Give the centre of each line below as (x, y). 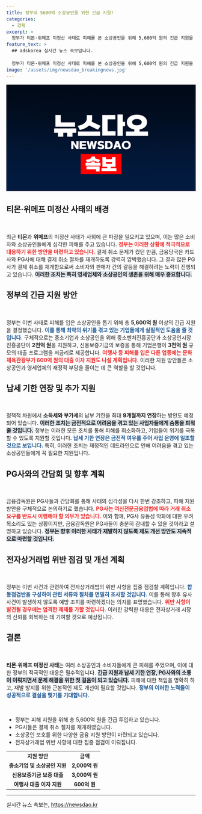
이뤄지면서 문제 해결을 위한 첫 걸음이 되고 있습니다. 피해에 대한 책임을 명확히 (100, 680)
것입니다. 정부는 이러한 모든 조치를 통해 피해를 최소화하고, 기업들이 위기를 (98, 431)
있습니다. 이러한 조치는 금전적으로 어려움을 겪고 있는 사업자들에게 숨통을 (101, 423)
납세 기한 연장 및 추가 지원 (51, 388)
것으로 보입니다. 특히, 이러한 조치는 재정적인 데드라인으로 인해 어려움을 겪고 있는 (100, 446)
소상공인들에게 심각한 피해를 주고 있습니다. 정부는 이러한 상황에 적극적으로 (104, 244)
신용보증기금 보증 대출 (38, 775)
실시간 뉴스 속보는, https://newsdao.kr (52, 804)
